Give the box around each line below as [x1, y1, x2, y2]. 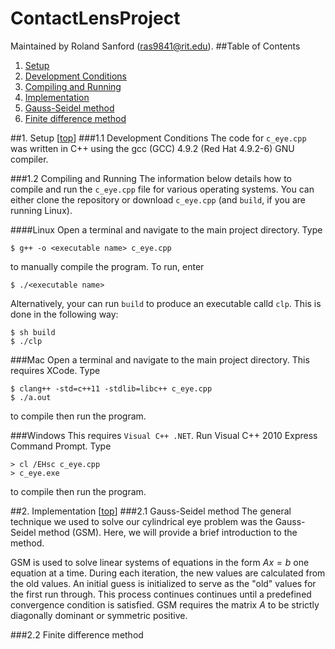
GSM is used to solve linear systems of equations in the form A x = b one [10, 556, 310, 568]
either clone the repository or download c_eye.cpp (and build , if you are [10, 193, 306, 206]
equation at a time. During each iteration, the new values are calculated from [10, 567, 326, 579]
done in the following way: [10, 308, 119, 320]
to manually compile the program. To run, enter [10, 260, 205, 272]
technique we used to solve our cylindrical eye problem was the [10, 515, 273, 527]
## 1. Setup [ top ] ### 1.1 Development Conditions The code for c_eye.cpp [10, 132, 307, 144]
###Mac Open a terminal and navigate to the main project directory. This [10, 353, 310, 366]
